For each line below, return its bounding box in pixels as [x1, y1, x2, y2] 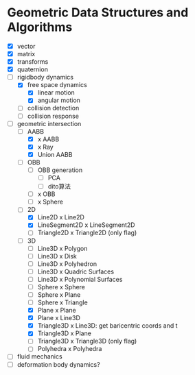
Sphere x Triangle [37, 298, 88, 306]
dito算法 [47, 182, 71, 191]
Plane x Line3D [37, 314, 81, 322]
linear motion [37, 88, 76, 97]
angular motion [37, 96, 81, 104]
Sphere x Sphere [37, 282, 86, 291]
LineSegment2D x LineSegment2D [37, 221, 135, 229]
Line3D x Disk [37, 252, 77, 260]
